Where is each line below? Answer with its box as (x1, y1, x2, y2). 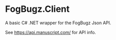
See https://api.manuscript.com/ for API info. (5, 29, 96, 35)
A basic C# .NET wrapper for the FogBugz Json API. (5, 20, 112, 26)
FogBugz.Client (5, 3, 70, 15)
